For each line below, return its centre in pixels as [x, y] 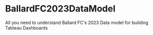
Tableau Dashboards [26, 27]
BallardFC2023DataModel [60, 9]
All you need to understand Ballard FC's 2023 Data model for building [77, 22]
